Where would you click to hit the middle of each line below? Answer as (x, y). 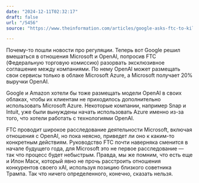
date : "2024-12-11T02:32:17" (42, 12)
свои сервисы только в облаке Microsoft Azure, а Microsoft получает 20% (99, 75)
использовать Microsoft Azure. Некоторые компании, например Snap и (96, 106)
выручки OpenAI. (28, 82)
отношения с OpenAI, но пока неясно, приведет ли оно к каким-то (90, 136)
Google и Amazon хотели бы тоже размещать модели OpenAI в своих (94, 93)
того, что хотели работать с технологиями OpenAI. (70, 118)
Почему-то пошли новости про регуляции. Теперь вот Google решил (93, 50)
